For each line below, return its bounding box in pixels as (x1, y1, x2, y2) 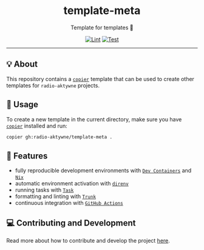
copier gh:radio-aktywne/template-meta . (6, 134, 113, 140)
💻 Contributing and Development (6, 218, 136, 228)
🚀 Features (6, 151, 48, 161)
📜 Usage (6, 99, 38, 110)
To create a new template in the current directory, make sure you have (6, 115, 182, 123)
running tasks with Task (15, 187, 74, 194)
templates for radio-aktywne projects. (6, 82, 100, 89)
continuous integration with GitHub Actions (15, 199, 123, 207)
